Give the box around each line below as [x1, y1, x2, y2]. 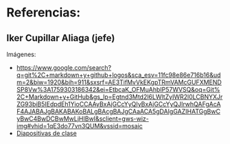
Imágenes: [6, 50, 36, 58]
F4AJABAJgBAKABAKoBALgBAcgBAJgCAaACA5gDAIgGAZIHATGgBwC [16, 108, 221, 115]
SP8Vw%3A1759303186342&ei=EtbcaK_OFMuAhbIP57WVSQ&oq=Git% [16, 86, 220, 93]
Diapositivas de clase [16, 129, 77, 137]
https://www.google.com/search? [16, 64, 111, 71]
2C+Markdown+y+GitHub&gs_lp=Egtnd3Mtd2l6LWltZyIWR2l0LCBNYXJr [16, 93, 223, 101]
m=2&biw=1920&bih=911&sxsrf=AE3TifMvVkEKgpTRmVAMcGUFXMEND [16, 78, 222, 86]
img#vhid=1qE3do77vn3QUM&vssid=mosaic [16, 122, 143, 130]
